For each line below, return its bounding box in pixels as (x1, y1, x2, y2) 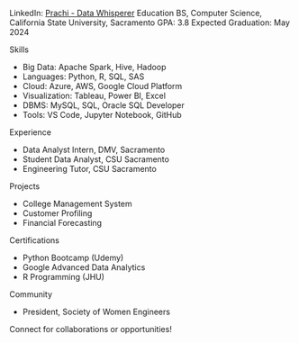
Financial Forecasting (22, 218, 102, 228)
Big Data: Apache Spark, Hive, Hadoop (22, 62, 167, 72)
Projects (9, 181, 41, 192)
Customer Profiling (22, 208, 93, 219)
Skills (9, 44, 30, 55)
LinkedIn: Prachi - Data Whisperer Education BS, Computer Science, (9, 8, 263, 18)
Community (9, 289, 52, 300)
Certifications (9, 235, 60, 246)
